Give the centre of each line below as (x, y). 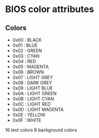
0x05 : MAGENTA (31, 67)
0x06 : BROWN (28, 72)
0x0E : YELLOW (29, 115)
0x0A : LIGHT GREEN (34, 93)
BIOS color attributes (50, 9)
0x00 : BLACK (27, 40)
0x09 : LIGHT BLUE (33, 88)
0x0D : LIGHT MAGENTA (38, 110)
